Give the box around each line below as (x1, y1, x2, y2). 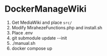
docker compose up (11, 45, 52, 51)
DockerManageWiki (4, 3, 86, 15)
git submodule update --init (11, 35, 67, 41)
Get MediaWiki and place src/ (11, 19, 72, 25)
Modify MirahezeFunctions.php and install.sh (11, 24, 103, 30)
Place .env (11, 30, 33, 36)
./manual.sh (11, 40, 36, 46)
